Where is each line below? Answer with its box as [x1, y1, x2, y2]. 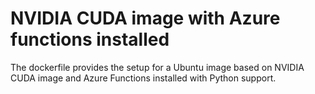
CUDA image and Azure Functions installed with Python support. [10, 72, 277, 84]
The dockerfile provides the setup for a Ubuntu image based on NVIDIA [10, 61, 305, 73]
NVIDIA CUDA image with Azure [10, 7, 281, 30]
